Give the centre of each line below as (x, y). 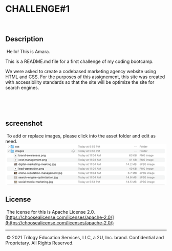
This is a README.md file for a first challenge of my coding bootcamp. (79, 61)
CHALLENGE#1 (38, 9)
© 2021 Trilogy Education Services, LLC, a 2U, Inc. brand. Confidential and (85, 237)
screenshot (24, 123)
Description (24, 39)
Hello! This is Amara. (28, 51)
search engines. (22, 87)
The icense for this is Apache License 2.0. (51, 212)
